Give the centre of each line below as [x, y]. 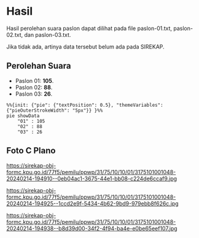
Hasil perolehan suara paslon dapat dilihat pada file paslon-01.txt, [89, 28]
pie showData [23, 116]
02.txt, [15, 34]
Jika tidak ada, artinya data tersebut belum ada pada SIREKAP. [85, 47]
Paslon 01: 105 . [34, 80]
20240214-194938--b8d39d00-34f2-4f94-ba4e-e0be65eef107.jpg [92, 228]
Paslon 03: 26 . [34, 94]
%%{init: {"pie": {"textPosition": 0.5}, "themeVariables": [85, 105]
